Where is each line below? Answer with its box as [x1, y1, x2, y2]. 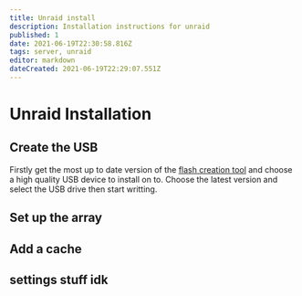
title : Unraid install [9, 13, 96, 23]
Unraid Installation [9, 104, 152, 124]
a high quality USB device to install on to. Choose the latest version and [9, 174, 278, 185]
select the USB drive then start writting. [9, 184, 158, 195]
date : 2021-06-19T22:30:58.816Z [9, 38, 132, 48]
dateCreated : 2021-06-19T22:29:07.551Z [9, 65, 161, 74]
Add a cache [9, 241, 82, 257]
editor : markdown [9, 56, 76, 65]
